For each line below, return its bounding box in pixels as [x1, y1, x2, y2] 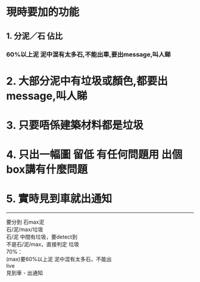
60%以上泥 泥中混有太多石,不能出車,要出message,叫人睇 [6, 50, 171, 58]
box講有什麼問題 [6, 163, 88, 176]
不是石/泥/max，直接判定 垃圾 [6, 241, 79, 248]
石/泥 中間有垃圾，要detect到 [6, 233, 77, 240]
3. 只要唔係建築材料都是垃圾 [6, 118, 144, 132]
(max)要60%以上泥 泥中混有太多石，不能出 [6, 256, 112, 262]
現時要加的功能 [6, 5, 80, 19]
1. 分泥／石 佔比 [6, 31, 63, 41]
